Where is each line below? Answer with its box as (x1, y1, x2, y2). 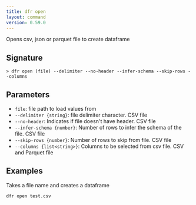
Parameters (6, 90, 50, 100)
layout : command (6, 14, 46, 20)
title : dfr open (6, 8, 46, 15)
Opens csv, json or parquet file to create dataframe (6, 36, 131, 43)
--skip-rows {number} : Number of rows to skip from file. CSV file (14, 137, 172, 143)
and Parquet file (14, 149, 54, 156)
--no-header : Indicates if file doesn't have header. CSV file (14, 118, 156, 124)
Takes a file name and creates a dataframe (6, 181, 110, 189)
